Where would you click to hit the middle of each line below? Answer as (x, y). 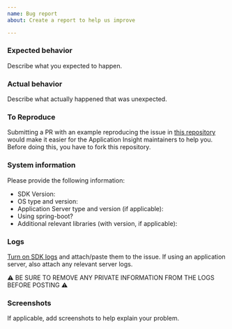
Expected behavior (40, 51)
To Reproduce (31, 117)
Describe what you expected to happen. (65, 66)
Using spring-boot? (45, 216)
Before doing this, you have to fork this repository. (79, 147)
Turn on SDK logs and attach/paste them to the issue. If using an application (116, 257)
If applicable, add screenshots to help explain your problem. (93, 319)
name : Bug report (32, 14)
